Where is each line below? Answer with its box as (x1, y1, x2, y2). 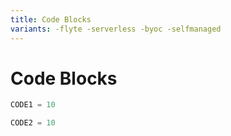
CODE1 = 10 (10, 100, 56, 110)
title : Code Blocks (10, 14, 92, 25)
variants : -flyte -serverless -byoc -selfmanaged (10, 24, 222, 34)
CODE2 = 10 (10, 118, 56, 128)
